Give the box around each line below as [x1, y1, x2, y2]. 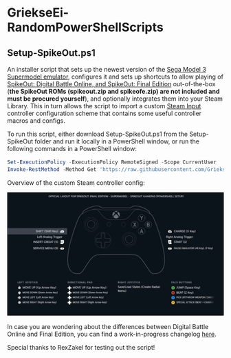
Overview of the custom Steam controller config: [7, 178, 146, 187]
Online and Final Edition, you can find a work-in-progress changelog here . [7, 330, 217, 339]
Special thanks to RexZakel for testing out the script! [7, 344, 155, 352]
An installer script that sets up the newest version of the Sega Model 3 [7, 66, 206, 73]
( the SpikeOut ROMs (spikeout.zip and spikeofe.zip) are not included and [7, 88, 220, 95]
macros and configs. [7, 117, 65, 125]
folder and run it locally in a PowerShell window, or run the [34, 137, 200, 146]
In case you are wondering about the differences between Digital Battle [7, 323, 209, 331]
